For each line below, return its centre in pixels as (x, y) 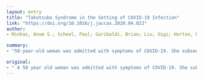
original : (19, 62)
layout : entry (24, 12)
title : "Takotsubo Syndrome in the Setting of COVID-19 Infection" (93, 18)
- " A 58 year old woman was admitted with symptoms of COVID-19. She (97, 67)
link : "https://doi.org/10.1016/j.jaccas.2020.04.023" (77, 23)
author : (16, 29)
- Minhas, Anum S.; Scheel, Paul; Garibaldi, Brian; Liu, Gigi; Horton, (100, 35)
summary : (17, 45)
